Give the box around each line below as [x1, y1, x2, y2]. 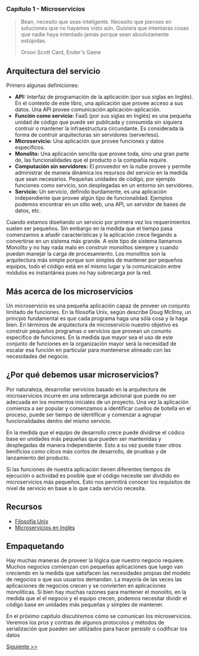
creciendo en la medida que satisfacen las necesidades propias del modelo [6, 570, 191, 577]
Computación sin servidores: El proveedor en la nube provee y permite [14, 163, 191, 170]
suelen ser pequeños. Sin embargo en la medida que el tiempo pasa [6, 225, 173, 232]
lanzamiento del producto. [6, 454, 70, 461]
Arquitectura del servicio [6, 66, 101, 76]
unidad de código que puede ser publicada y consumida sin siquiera [14, 118, 183, 126]
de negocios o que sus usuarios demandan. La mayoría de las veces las [6, 576, 182, 583]
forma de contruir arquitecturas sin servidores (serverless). [14, 131, 160, 139]
